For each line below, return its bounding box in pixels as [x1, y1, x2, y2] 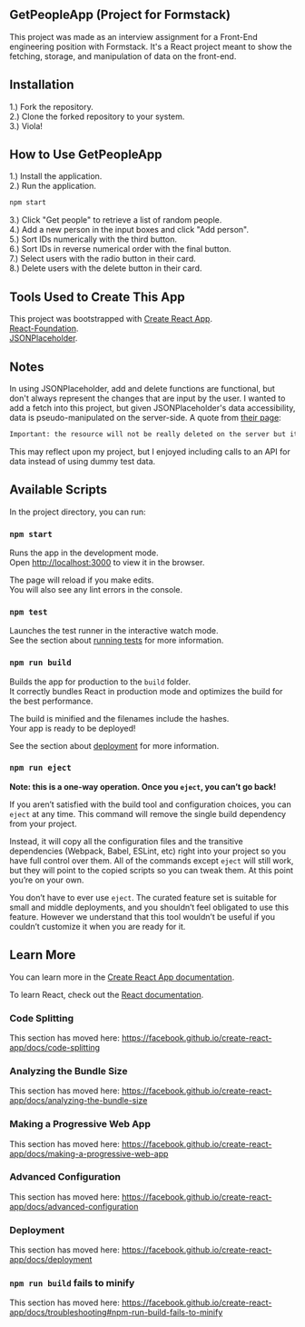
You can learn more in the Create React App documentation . [9, 972, 235, 983]
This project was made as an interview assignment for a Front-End [9, 31, 258, 42]
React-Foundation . [9, 323, 79, 334]
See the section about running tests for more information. [9, 635, 224, 646]
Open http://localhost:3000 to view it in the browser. [9, 556, 205, 567]
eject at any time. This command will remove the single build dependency [9, 808, 287, 819]
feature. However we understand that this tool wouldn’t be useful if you [9, 911, 275, 922]
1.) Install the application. [9, 171, 103, 182]
